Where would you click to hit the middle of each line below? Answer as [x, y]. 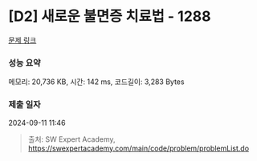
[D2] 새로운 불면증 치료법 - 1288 [110, 16]
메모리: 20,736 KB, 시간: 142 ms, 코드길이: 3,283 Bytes [96, 82]
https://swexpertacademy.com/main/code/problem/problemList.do [139, 148]
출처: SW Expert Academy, [71, 139]
